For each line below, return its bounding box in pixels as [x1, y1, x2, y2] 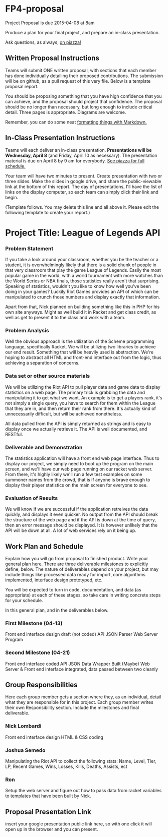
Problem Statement [5, 245, 54, 252]
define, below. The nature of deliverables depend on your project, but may [5, 566, 159, 572]
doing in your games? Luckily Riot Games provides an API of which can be [5, 288, 159, 295]
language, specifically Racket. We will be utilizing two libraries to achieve [5, 344, 156, 350]
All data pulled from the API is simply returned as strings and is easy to [5, 421, 151, 427]
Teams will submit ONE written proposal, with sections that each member [5, 67, 156, 73]
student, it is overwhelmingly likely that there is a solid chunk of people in [5, 262, 157, 268]
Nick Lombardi [5, 723, 42, 730]
